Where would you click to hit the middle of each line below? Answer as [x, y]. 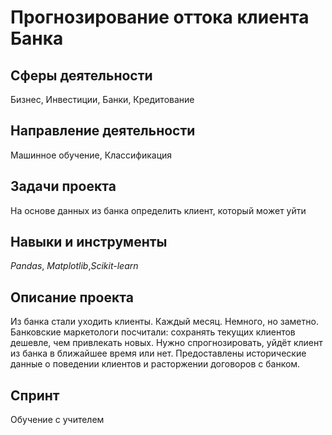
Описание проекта [72, 297]
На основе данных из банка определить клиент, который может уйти [158, 210]
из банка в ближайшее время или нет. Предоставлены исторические [158, 353]
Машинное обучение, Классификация [91, 155]
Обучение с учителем [57, 420]
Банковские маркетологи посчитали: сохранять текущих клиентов [153, 332]
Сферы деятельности [81, 75]
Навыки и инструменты [89, 242]
